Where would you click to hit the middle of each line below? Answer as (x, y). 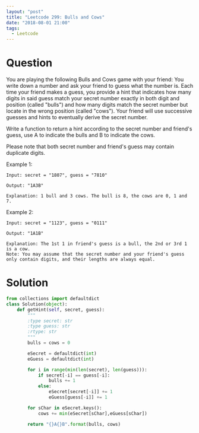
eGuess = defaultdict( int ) (61, 359)
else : (45, 386)
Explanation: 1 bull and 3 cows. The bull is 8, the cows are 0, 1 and (97, 196)
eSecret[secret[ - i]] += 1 (80, 392)
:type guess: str (49, 326)
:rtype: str (42, 332)
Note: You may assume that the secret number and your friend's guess (95, 254)
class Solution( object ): (37, 304)
